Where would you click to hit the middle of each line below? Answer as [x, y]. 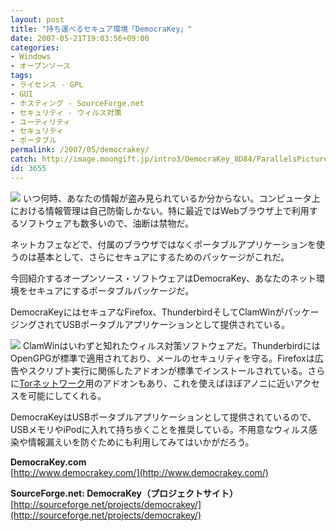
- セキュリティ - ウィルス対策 [66, 112]
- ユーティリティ [41, 122]
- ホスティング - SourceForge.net [77, 103]
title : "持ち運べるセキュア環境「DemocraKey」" [101, 29]
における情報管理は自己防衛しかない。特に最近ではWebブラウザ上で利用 [160, 210]
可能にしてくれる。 [67, 395]
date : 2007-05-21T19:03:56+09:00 [80, 38]
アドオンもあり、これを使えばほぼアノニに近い [198, 383]
